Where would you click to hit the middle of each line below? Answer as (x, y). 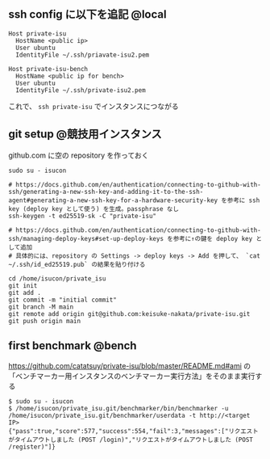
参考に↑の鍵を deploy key (213, 238)
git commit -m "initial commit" (62, 300)
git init (23, 285)
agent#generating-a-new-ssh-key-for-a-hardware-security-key (113, 200)
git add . (25, 293)
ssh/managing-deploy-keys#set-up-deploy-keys (86, 238)
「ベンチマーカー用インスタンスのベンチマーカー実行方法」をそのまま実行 (132, 376)
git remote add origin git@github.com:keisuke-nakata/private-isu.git (129, 314)
